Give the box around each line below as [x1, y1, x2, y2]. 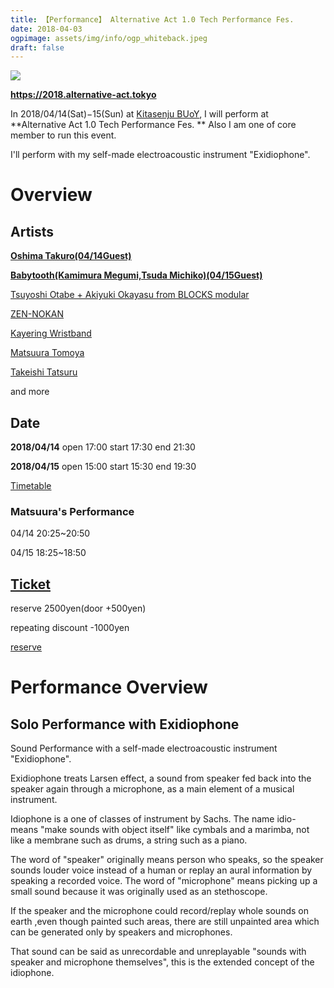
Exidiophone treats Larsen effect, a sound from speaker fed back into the [10, 772, 312, 785]
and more [10, 386, 50, 398]
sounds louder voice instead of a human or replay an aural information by [10, 864, 313, 876]
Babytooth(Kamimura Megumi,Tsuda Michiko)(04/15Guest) [10, 269, 263, 281]
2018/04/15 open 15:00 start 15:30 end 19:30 [10, 461, 197, 473]
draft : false [10, 42, 65, 53]
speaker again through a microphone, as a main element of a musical [10, 783, 295, 795]
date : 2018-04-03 [10, 24, 83, 34]
